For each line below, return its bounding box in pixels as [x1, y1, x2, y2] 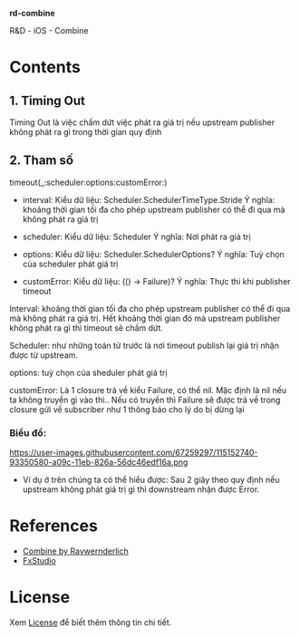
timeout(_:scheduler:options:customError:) [9, 177, 168, 188]
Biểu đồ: [9, 426, 47, 439]
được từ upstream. [9, 349, 79, 361]
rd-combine [9, 8, 56, 18]
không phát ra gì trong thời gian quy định [9, 127, 162, 137]
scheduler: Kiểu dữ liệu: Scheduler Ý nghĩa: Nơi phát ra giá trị [22, 231, 251, 242]
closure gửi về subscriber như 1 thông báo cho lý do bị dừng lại [9, 403, 245, 415]
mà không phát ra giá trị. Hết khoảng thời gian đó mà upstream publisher [9, 313, 281, 323]
